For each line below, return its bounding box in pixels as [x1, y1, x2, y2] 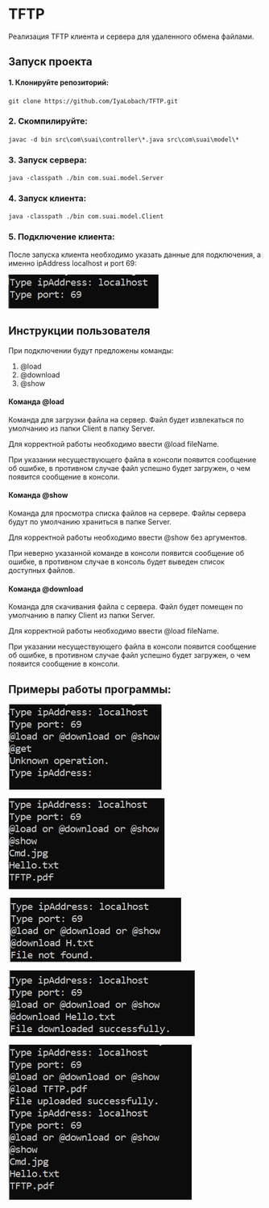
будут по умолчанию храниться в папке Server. [8, 516, 172, 526]
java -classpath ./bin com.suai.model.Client [8, 213, 163, 221]
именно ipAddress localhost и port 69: [8, 258, 137, 267]
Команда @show [8, 490, 68, 500]
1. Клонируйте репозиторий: [8, 78, 109, 87]
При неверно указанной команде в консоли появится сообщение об [8, 548, 245, 558]
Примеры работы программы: [8, 682, 172, 696]
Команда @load [8, 397, 64, 406]
